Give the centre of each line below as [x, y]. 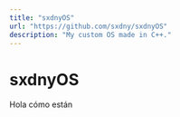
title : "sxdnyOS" [42, 18]
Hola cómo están [41, 104]
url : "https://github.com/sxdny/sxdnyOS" [89, 26]
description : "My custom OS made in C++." [90, 34]
